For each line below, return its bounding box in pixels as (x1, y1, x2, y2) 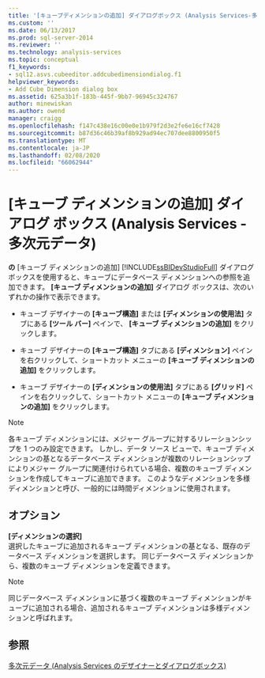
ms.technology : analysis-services (8, 48, 122, 56)
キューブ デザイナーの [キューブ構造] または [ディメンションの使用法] (19, 309, 244, 319)
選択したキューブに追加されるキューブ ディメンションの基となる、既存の (8, 541, 244, 551)
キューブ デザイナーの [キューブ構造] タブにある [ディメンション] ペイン (19, 346, 253, 355)
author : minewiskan (8, 100, 73, 108)
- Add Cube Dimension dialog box (8, 85, 118, 93)
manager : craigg (8, 115, 62, 123)
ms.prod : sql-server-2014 (8, 33, 93, 42)
